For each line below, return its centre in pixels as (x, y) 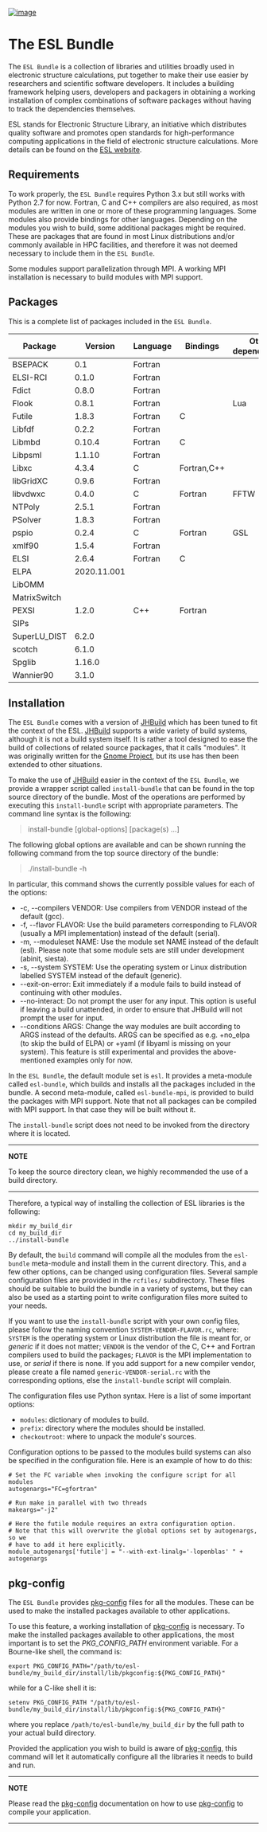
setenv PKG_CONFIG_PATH (48, 1703)
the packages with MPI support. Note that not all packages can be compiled (132, 1101)
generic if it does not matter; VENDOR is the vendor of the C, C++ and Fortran (132, 1347)
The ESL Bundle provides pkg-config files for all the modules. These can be (131, 1603)
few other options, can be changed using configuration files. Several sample (133, 1272)
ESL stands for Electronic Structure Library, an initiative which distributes (128, 124)
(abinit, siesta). (44, 959)
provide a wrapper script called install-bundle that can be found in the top (132, 789)
